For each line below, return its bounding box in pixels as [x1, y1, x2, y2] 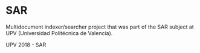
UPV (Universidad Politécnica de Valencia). [5, 29, 113, 36]
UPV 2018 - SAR [5, 41, 47, 48]
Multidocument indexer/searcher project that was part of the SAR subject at [5, 23, 194, 30]
